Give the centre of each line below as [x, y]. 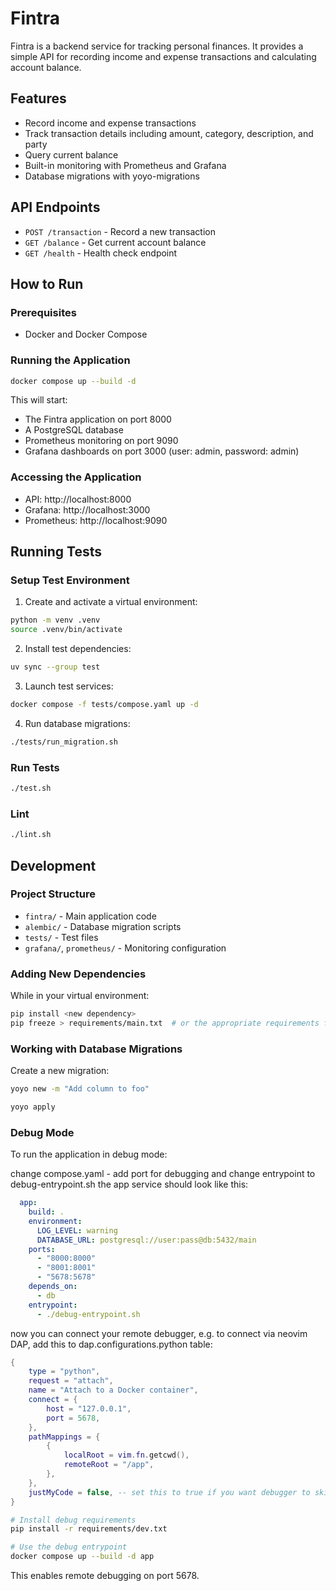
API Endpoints [55, 207]
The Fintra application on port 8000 [98, 419]
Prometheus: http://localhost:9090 [96, 520]
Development [53, 865]
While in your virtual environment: [80, 996]
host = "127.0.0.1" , [89, 1408]
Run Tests [35, 767]
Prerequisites [43, 312]
